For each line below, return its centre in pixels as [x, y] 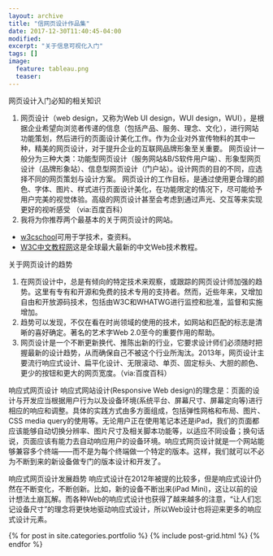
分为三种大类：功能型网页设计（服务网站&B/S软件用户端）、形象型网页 [144, 159]
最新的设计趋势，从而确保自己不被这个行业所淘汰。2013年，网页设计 [142, 352]
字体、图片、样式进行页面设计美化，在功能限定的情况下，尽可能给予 [148, 189]
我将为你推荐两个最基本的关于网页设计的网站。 [98, 219]
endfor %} [26, 544]
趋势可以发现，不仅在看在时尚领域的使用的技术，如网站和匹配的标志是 [138, 322]
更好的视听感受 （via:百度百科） [74, 209]
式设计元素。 [30, 519]
